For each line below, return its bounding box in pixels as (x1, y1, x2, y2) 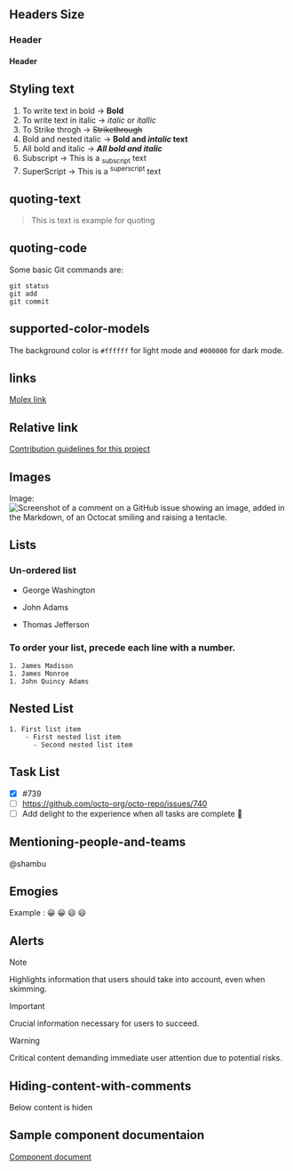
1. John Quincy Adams (9, 677, 90, 686)
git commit (9, 297, 50, 306)
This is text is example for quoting (30, 214, 155, 225)
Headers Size (9, 7, 85, 22)
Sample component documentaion (9, 1127, 205, 1143)
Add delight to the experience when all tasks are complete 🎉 (21, 808, 242, 819)
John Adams (21, 602, 69, 612)
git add (9, 289, 38, 298)
